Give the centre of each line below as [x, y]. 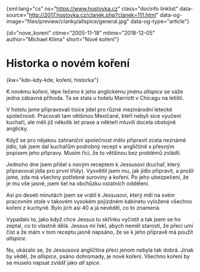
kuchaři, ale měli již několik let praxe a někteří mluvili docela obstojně [91, 122]
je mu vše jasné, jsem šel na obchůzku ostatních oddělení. [78, 183]
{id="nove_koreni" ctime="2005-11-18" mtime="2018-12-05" [81, 33]
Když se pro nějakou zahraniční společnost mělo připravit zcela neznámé [96, 140]
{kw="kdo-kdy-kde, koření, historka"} [53, 80]
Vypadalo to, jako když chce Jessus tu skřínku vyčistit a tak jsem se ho [93, 219]
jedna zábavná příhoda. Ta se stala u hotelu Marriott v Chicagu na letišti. [95, 97]
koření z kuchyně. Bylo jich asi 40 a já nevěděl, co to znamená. [84, 207]
